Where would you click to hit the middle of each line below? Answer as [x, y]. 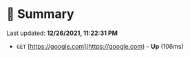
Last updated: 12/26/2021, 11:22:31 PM [62, 33]
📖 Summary [40, 14]
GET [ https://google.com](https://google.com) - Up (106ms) [100, 46]
